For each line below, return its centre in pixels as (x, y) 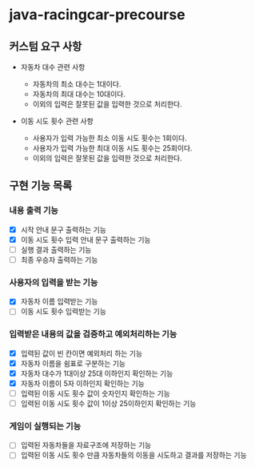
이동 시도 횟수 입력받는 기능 (64, 312)
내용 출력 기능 (34, 211)
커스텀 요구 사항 (46, 46)
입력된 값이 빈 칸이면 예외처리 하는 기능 (82, 353)
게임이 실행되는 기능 (45, 426)
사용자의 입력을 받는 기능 (54, 282)
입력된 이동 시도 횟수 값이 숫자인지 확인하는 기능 (95, 393)
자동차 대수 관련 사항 (53, 67)
